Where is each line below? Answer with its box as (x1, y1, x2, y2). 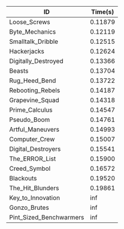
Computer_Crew (9, 135, 55, 143)
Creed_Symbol (9, 165, 51, 173)
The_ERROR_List (9, 154, 56, 163)
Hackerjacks (9, 47, 45, 55)
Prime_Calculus (9, 106, 53, 114)
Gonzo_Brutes (9, 204, 49, 212)
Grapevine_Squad (9, 96, 60, 104)
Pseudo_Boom (9, 115, 50, 124)
